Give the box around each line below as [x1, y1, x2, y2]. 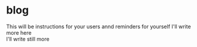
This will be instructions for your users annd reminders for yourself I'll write [6, 23, 191, 30]
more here [6, 29, 32, 36]
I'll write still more [6, 35, 50, 42]
